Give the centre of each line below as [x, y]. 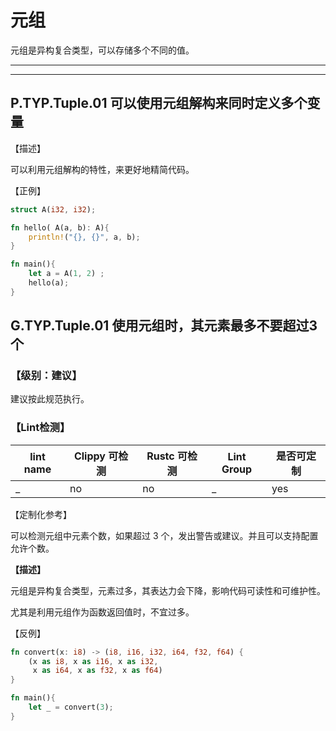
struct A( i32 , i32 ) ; [53, 209]
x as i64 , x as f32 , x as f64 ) [97, 671]
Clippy [89, 456]
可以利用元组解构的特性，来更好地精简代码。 [102, 169]
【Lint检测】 [40, 428]
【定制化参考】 [41, 514]
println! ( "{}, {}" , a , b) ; [84, 237]
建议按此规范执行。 [50, 399]
